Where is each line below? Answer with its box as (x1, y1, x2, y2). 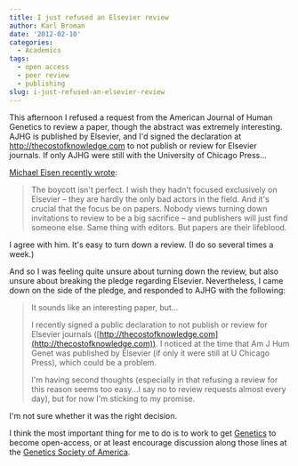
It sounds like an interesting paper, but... (30, 301, 179, 312)
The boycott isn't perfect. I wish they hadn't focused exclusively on (30, 184, 278, 195)
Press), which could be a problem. (30, 357, 157, 367)
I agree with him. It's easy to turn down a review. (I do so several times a (9, 239, 274, 250)
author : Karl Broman (9, 21, 86, 30)
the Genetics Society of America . (9, 446, 131, 457)
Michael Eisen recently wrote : (9, 166, 118, 178)
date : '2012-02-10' (9, 29, 82, 38)
